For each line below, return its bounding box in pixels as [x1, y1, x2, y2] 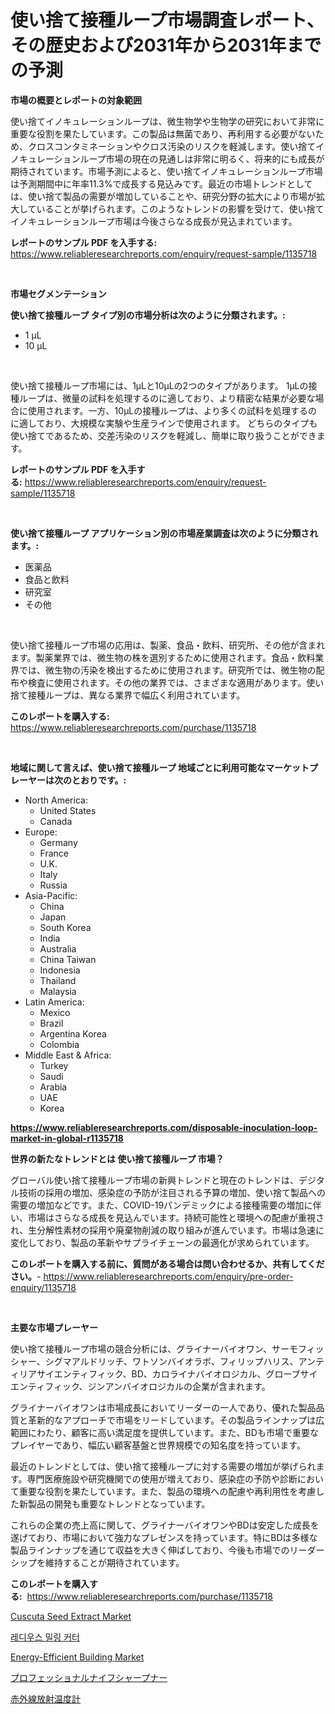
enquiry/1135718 [10, 1281, 77, 1293]
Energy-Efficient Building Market [10, 1651, 145, 1663]
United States [39, 804, 97, 816]
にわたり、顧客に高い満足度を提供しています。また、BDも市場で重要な [27, 1426, 319, 1438]
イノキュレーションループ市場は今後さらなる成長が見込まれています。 [10, 215, 298, 227]
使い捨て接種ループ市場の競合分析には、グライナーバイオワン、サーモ [10, 1342, 298, 1355]
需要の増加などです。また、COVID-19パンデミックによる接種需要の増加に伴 [10, 1199, 322, 1211]
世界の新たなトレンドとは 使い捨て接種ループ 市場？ [10, 1152, 225, 1165]
